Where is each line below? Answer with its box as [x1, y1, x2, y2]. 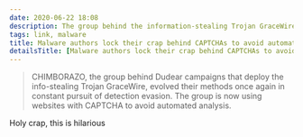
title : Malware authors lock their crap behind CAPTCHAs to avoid [9, 38, 264, 48]
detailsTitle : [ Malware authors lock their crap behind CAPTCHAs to [9, 47, 272, 56]
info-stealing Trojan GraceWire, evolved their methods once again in [31, 81, 286, 92]
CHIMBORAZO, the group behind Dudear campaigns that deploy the [31, 71, 284, 82]
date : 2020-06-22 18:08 [9, 13, 99, 23]
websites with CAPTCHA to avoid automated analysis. [31, 100, 232, 111]
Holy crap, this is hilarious [9, 118, 106, 129]
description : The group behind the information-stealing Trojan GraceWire [9, 22, 297, 31]
